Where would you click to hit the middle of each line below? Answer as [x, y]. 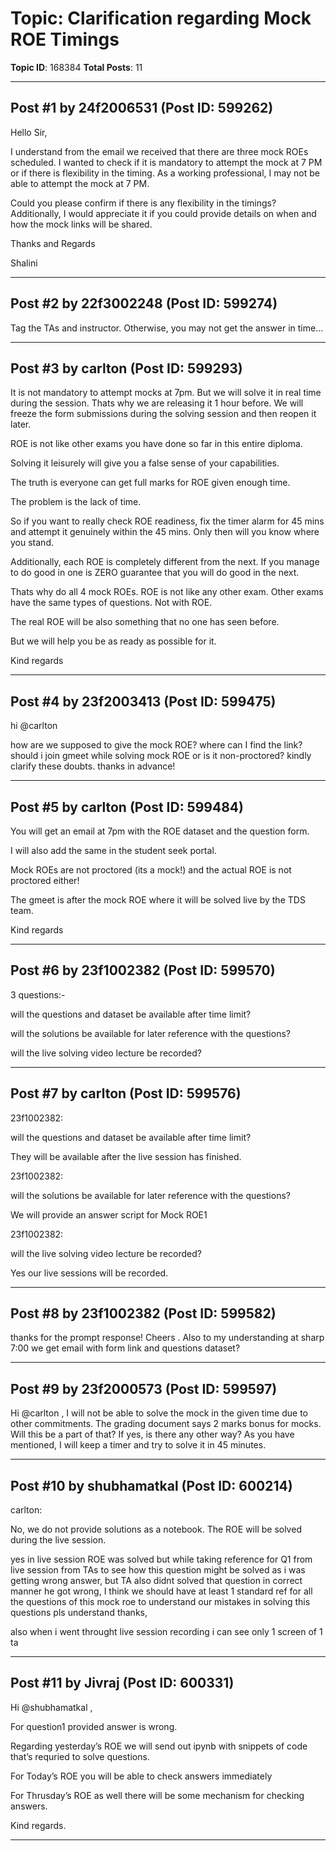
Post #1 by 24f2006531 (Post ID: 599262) [142, 108]
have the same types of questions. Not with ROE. [111, 603]
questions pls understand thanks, [79, 1613]
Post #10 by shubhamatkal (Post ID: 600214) [151, 1485]
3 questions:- [38, 994]
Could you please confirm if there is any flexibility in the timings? [143, 203]
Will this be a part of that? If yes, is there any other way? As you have [152, 1434]
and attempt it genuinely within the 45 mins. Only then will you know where [165, 532]
